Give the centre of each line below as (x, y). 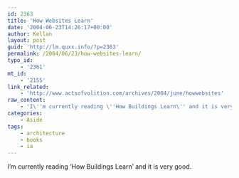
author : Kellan (30, 34)
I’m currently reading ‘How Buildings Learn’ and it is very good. (100, 167)
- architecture (43, 133)
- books (31, 140)
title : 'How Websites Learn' (51, 21)
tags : (15, 126)
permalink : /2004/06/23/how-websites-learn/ (74, 54)
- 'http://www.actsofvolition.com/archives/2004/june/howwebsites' (122, 93)
